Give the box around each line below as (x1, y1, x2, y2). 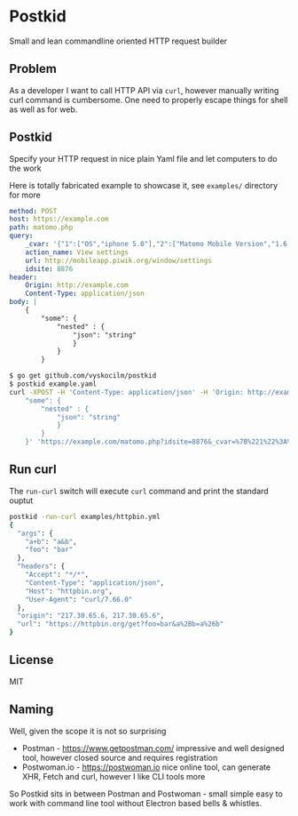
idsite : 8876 (25, 264, 74, 273)
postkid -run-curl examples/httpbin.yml (9, 512, 161, 521)
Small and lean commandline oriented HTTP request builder (9, 36, 228, 46)
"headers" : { (17, 562, 66, 571)
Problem (9, 61, 58, 76)
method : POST (9, 206, 58, 215)
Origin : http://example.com (25, 281, 129, 290)
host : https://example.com (9, 215, 109, 224)
